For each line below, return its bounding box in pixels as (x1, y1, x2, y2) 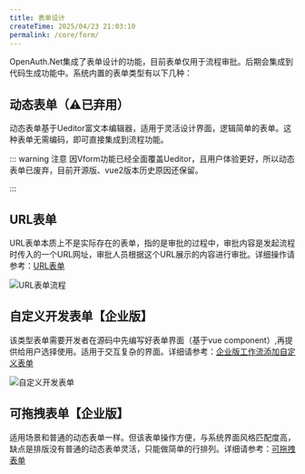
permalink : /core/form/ (9, 30, 100, 39)
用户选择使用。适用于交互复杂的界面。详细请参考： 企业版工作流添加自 (25, 346, 288, 357)
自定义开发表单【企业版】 (9, 308, 152, 324)
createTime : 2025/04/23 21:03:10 (9, 22, 136, 31)
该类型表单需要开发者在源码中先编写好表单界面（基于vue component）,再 (9, 334, 286, 346)
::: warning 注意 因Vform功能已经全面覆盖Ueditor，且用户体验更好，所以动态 (9, 154, 295, 165)
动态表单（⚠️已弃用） (9, 96, 130, 112)
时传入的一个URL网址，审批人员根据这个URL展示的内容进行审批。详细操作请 (9, 249, 295, 259)
